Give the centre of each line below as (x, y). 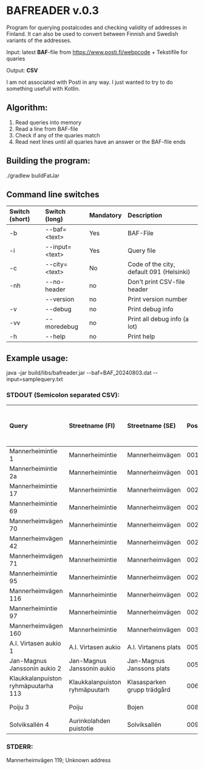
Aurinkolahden (90, 721)
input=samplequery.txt (35, 379)
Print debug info (150, 309)
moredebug (62, 327)
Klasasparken (147, 682)
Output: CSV (22, 70)
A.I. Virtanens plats (154, 647)
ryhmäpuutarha (31, 686)
